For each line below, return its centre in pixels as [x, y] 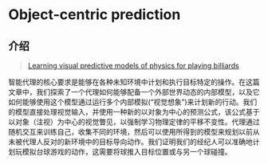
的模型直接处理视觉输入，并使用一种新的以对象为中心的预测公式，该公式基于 [134, 112]
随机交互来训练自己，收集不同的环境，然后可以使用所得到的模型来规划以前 [130, 132]
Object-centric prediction [95, 15]
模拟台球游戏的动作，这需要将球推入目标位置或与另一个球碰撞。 [127, 152]
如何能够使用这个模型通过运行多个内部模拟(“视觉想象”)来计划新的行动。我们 [133, 102]
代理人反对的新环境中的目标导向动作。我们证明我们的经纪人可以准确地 [137, 142]
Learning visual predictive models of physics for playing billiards [133, 66]
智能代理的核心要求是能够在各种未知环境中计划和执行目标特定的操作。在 [127, 82]
